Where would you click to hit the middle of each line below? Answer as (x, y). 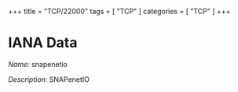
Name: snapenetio (38, 64)
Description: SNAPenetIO (49, 79)
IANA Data (43, 43)
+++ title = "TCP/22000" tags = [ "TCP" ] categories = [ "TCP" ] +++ (119, 11)
